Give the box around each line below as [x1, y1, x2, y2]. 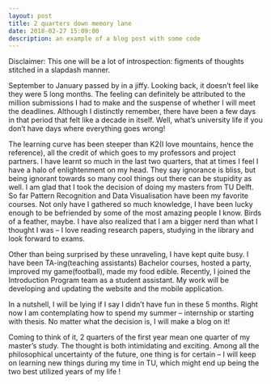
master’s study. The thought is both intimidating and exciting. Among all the [8, 341, 260, 351]
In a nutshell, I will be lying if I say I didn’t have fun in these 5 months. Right [8, 300, 259, 310]
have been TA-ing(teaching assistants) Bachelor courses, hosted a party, [8, 258, 252, 268]
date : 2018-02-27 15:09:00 [8, 27, 100, 35]
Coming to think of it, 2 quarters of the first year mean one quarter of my [8, 332, 251, 342]
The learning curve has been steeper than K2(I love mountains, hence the [8, 139, 254, 150]
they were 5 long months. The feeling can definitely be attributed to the [8, 90, 246, 99]
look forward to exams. [8, 234, 86, 243]
